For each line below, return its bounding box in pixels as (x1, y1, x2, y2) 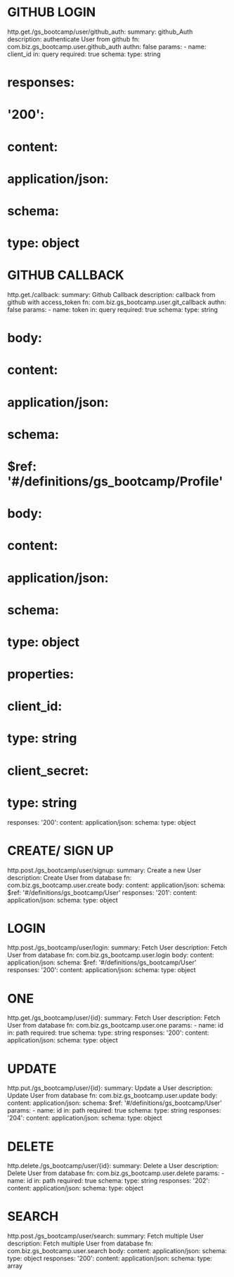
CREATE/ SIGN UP (7, 842, 114, 858)
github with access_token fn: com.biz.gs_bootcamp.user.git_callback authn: (7, 298, 226, 306)
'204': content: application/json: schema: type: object (7, 1114, 163, 1122)
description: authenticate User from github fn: (7, 34, 141, 43)
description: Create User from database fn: (7, 873, 132, 882)
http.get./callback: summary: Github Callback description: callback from (7, 291, 216, 299)
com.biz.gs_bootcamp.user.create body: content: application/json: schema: (7, 881, 226, 889)
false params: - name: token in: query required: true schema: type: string (7, 306, 218, 313)
